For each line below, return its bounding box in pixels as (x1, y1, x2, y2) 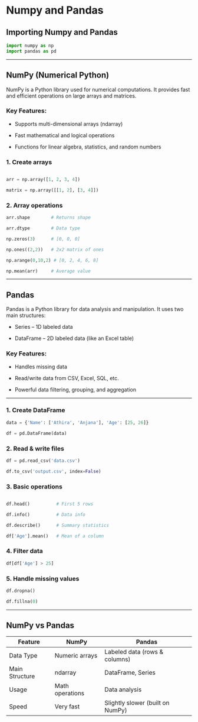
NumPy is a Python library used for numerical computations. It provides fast (6, 86, 190, 93)
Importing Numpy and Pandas (6, 27, 118, 37)
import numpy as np (6, 43, 54, 48)
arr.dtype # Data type (6, 225, 81, 231)
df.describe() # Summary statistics (6, 522, 110, 528)
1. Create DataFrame (6, 406, 65, 415)
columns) (104, 655, 131, 663)
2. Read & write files (6, 444, 65, 452)
